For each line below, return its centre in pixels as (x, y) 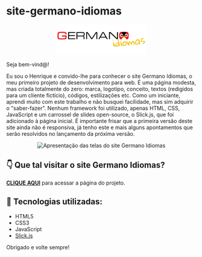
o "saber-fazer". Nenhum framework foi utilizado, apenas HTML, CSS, (93, 108)
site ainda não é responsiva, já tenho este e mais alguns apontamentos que (99, 127)
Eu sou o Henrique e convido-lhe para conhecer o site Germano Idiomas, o (99, 76)
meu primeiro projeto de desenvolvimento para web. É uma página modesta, (101, 82)
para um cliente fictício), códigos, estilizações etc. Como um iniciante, (93, 95)
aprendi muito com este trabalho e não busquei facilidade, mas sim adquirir (100, 101)
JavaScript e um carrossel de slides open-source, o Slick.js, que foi (90, 114)
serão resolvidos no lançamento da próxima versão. (71, 133)
